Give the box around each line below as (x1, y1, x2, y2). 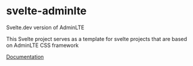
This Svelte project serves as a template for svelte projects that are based (6, 35, 188, 42)
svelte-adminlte (6, 4, 87, 18)
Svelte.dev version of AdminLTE (6, 24, 85, 31)
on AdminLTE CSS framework (6, 42, 79, 49)
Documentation (6, 53, 44, 60)
